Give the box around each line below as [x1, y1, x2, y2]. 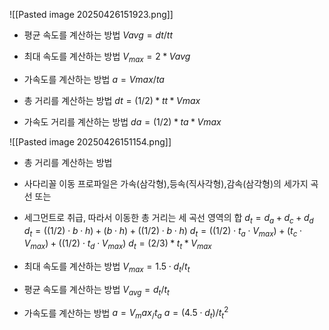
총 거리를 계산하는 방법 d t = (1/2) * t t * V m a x [23, 94, 201, 106]
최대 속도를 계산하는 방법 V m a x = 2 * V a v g [23, 50, 191, 64]
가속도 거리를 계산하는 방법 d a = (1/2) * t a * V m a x [23, 115, 222, 128]
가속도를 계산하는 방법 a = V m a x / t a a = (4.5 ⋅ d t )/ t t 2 [23, 305, 229, 321]
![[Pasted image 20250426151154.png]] [9, 135, 172, 148]
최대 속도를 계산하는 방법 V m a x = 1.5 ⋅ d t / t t [23, 260, 191, 274]
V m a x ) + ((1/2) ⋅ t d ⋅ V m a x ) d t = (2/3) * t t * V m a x [23, 237, 212, 252]
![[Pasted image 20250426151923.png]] [9, 9, 174, 20]
